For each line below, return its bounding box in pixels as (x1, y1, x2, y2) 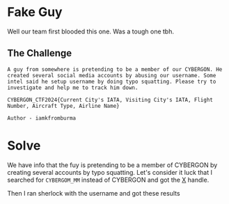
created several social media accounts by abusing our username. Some (7, 72, 216, 79)
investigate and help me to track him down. (7, 84, 139, 91)
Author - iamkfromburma (7, 114, 77, 122)
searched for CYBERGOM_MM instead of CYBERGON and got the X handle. (7, 175, 210, 184)
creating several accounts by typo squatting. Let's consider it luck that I (7, 168, 213, 176)
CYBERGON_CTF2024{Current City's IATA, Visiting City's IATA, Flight (7, 96, 214, 103)
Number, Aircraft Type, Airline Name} (7, 102, 120, 109)
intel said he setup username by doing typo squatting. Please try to (7, 78, 216, 85)
